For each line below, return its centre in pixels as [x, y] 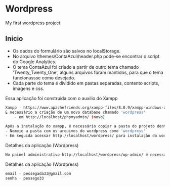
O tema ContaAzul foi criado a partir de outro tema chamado [76, 67]
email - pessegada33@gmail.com [38, 173]
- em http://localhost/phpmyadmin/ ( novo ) [60, 117]
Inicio [14, 39]
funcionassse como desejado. [44, 78]
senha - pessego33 [25, 178]
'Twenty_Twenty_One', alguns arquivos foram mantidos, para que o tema [88, 72]
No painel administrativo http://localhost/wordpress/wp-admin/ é [77, 155]
